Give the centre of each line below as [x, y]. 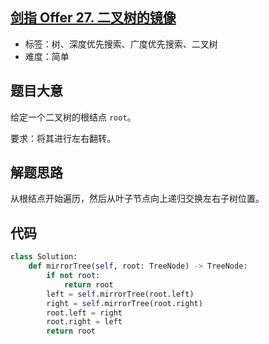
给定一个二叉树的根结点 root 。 [73, 117]
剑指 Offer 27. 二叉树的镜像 [93, 18]
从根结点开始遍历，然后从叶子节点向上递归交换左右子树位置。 [137, 199]
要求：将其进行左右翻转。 [63, 138]
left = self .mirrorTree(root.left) [120, 294]
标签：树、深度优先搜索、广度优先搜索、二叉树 [121, 44]
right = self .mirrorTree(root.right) [124, 303]
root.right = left [84, 322]
